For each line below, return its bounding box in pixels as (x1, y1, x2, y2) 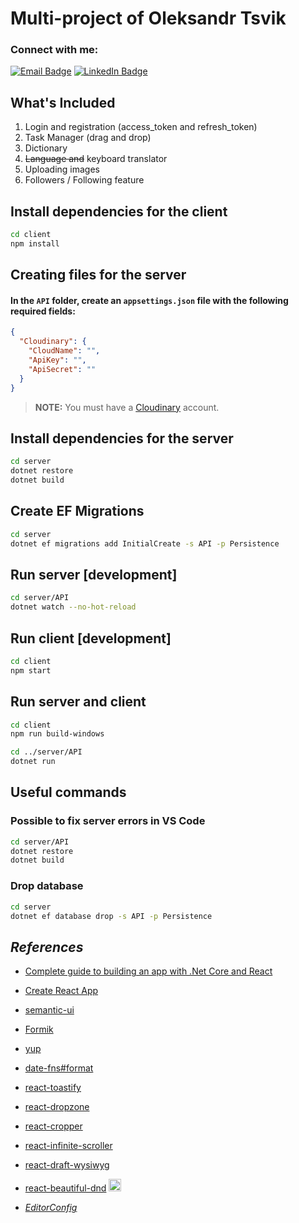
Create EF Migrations (10, 503, 145, 520)
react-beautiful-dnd (24, 1182, 107, 1194)
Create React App (24, 985, 99, 997)
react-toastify (24, 1082, 82, 1094)
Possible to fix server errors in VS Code (10, 814, 206, 828)
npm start (10, 665, 52, 676)
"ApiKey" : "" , (28, 355, 87, 366)
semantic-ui (24, 1004, 75, 1016)
